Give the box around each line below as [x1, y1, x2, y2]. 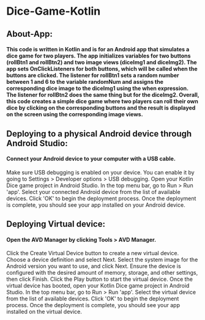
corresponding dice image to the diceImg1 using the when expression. [6, 84, 188, 92]
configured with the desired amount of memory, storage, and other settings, [6, 269, 198, 277]
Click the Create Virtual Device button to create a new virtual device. [6, 250, 179, 257]
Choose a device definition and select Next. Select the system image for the [6, 256, 198, 264]
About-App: [6, 29, 53, 39]
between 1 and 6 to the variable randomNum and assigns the [6, 78, 164, 86]
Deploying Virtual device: [6, 219, 106, 229]
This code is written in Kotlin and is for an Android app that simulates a [6, 46, 190, 53]
